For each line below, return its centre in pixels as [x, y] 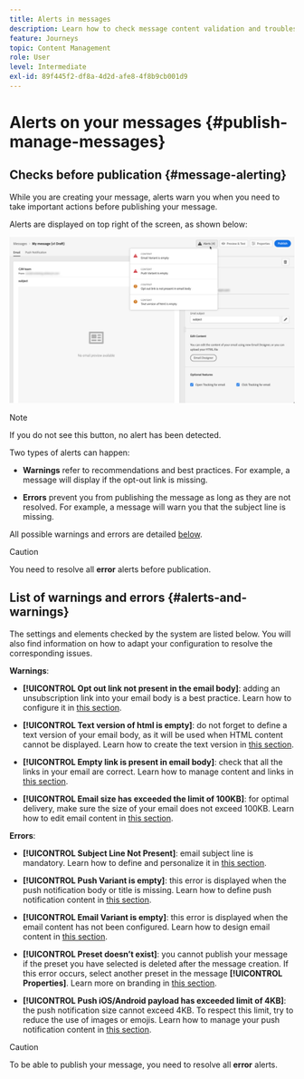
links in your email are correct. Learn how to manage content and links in [158, 772]
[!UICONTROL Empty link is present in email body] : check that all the [152, 762]
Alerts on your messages [105, 123]
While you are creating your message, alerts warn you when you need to [145, 197]
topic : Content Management [60, 48]
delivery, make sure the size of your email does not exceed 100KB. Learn [158, 808]
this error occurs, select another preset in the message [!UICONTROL [152, 973]
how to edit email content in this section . [98, 818]
